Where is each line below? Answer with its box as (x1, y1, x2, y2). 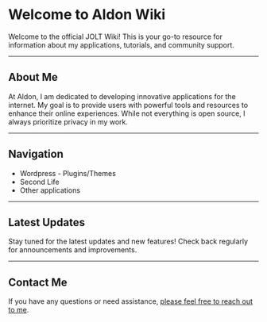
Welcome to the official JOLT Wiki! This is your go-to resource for (8, 32, 223, 41)
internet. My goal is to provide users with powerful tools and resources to (8, 100, 249, 109)
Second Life (19, 177, 60, 186)
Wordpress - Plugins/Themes (19, 168, 117, 178)
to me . (8, 305, 29, 315)
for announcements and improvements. (8, 245, 137, 255)
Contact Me (8, 275, 68, 289)
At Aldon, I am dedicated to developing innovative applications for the (8, 91, 236, 101)
